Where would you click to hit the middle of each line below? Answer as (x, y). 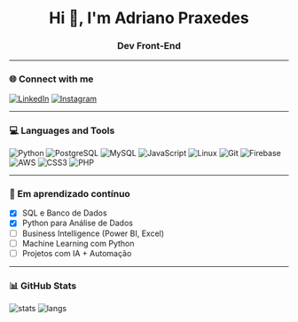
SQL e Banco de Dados (65, 213)
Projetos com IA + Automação (77, 253)
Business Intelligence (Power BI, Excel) (93, 233)
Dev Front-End (149, 46)
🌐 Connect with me (51, 79)
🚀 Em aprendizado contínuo (70, 194)
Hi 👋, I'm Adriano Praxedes (149, 18)
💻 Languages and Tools (62, 130)
